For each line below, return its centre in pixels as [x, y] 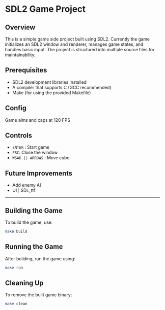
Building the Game [34, 210]
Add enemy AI [27, 185]
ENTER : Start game [31, 147]
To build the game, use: [29, 222]
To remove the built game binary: [39, 295]
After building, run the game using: [40, 258]
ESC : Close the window [35, 153]
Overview [20, 27]
